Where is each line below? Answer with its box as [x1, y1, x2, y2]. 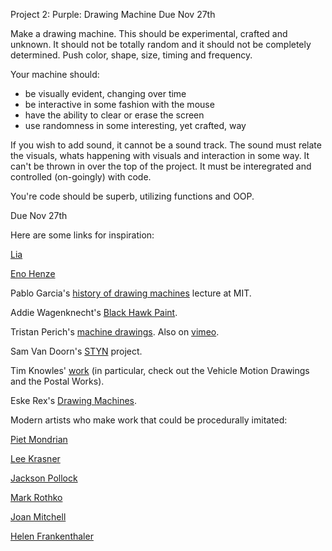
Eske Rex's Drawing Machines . [10, 395, 138, 406]
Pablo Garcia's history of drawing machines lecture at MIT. [10, 287, 252, 299]
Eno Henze [10, 268, 56, 279]
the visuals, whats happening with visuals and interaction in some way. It [10, 150, 310, 161]
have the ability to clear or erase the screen [24, 109, 205, 121]
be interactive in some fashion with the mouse [24, 99, 215, 110]
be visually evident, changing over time [24, 88, 187, 99]
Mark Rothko [10, 492, 63, 503]
